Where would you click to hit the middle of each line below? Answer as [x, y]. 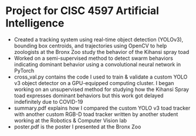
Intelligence [35, 23]
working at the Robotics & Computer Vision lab [70, 120]
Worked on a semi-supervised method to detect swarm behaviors [94, 58]
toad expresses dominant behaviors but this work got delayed [89, 96]
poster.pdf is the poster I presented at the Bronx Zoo [77, 127]
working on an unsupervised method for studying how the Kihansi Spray [101, 89]
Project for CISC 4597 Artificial [82, 11]
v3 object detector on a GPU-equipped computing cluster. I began [94, 83]
